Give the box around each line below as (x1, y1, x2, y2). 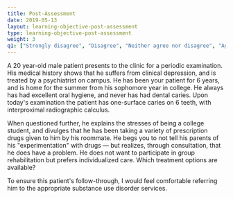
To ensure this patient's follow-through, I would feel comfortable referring (7, 177, 218, 184)
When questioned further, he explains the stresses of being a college (7, 119, 205, 127)
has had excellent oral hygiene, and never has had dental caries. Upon (7, 91, 208, 99)
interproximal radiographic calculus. (7, 105, 110, 114)
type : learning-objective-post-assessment (7, 29, 132, 37)
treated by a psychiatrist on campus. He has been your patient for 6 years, (7, 76, 220, 84)
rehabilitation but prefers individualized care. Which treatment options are (7, 156, 218, 164)
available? (7, 164, 36, 171)
